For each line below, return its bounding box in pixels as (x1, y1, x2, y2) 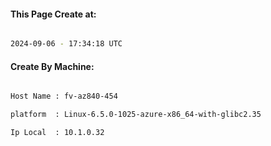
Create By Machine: (10, 60, 95, 72)
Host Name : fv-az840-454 (10, 91, 118, 102)
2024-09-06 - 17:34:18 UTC (10, 39, 123, 49)
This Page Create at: (10, 8, 97, 20)
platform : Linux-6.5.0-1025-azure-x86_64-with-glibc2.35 (10, 110, 262, 120)
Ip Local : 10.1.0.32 (10, 128, 105, 138)
